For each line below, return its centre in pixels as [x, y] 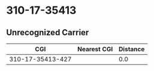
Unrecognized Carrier [48, 33]
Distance [132, 49]
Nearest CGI [95, 49]
